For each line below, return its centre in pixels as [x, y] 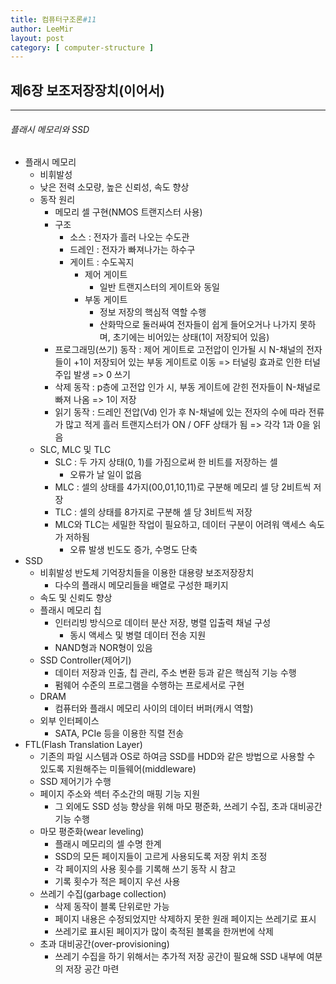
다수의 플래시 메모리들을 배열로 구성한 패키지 [141, 585]
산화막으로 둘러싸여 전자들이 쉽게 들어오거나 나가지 [198, 325]
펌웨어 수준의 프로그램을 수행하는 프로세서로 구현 [149, 685]
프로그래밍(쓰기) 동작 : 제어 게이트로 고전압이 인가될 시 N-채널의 [179, 350]
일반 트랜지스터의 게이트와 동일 [159, 287]
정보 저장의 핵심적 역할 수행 [153, 312]
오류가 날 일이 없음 [106, 475]
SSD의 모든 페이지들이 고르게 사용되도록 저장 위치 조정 [161, 857]
